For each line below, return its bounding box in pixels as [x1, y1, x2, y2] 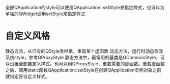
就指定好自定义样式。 [5, 73, 50, 79]
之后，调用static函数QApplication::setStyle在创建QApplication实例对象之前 [5, 67, 162, 73]
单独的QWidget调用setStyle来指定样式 [5, 11, 86, 17]
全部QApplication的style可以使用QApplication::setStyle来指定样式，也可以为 [5, 5, 165, 10]
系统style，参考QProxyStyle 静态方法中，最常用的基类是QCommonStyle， [5, 54, 161, 60]
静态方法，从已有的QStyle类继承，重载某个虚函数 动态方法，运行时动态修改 [5, 48, 163, 54]
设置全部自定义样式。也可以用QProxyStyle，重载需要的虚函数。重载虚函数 [9, 60, 165, 67]
